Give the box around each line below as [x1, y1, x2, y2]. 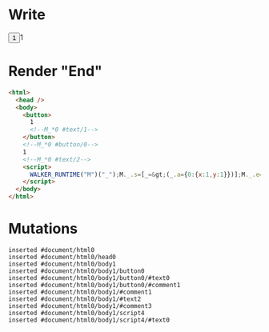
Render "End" [8, 62, 102, 81]
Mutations [8, 220, 78, 238]
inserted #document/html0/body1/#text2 [8, 294, 142, 303]
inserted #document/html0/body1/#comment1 [8, 288, 152, 296]
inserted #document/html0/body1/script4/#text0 [8, 316, 171, 324]
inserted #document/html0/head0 [8, 253, 116, 261]
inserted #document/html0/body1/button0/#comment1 [8, 281, 181, 289]
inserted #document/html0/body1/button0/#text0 [8, 274, 171, 282]
